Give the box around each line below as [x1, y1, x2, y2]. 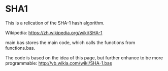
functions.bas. [5, 45, 36, 51]
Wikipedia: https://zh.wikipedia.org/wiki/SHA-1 [5, 29, 103, 35]
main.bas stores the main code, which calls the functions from [5, 39, 136, 46]
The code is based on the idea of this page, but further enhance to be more [5, 54, 163, 61]
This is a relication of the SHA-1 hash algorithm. [5, 20, 105, 26]
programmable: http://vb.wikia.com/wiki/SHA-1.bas [5, 60, 113, 66]
